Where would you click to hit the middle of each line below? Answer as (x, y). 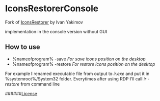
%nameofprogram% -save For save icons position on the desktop (79, 59)
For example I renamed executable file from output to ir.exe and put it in (77, 74)
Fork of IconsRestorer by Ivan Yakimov (44, 22)
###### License (21, 93)
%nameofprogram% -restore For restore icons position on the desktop (84, 64)
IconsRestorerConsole (52, 9)
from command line (40, 84)
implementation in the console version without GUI (56, 31)
